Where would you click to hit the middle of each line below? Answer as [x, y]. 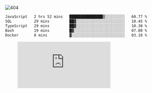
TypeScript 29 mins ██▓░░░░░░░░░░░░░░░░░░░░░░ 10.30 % [76, 26]
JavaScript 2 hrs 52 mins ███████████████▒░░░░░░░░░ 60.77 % [76, 17]
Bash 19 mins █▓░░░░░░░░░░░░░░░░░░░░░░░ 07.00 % [76, 30]
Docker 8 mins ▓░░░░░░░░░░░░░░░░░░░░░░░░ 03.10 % [76, 35]
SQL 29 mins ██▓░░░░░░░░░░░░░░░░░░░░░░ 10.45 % [76, 21]
